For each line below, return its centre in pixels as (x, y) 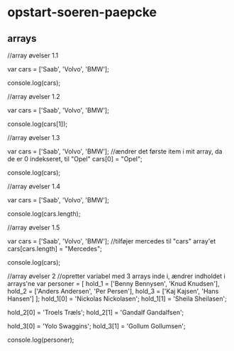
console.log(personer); (41, 340)
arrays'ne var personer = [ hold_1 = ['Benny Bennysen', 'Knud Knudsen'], (113, 283)
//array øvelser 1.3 (34, 138)
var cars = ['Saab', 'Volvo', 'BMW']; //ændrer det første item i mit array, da (115, 151)
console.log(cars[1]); (38, 124)
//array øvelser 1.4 (34, 186)
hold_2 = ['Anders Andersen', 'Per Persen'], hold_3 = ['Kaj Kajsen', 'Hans (113, 291)
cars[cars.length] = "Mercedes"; (55, 249)
